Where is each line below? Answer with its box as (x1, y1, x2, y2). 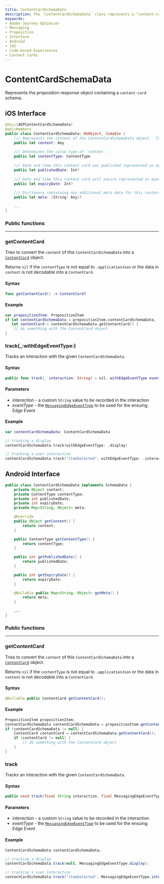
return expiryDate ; (22, 577, 62, 582)
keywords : (5, 16, 25, 21)
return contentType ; (22, 541, 64, 546)
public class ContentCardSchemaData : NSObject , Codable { (5, 131, 125, 136)
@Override (14, 514, 34, 519)
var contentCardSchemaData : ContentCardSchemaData (5, 429, 110, 434)
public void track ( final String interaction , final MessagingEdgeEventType (5, 794, 163, 799)
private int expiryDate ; (14, 501, 64, 506)
